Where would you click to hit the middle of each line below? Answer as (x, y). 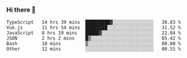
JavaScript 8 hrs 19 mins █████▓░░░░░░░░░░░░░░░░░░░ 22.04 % (94, 33)
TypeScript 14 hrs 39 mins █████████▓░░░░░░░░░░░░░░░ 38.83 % (94, 23)
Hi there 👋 (21, 10)
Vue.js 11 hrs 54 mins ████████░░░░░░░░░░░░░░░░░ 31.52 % (94, 28)
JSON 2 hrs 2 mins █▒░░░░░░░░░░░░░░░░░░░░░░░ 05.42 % (94, 38)
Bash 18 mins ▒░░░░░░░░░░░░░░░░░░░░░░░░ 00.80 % (94, 44)
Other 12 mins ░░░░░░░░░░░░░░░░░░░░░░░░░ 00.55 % (94, 49)
